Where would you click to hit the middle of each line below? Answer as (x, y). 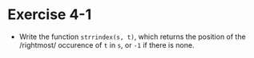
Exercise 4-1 (50, 15)
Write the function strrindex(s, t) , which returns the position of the (132, 37)
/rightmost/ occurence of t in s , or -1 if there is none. (107, 44)
